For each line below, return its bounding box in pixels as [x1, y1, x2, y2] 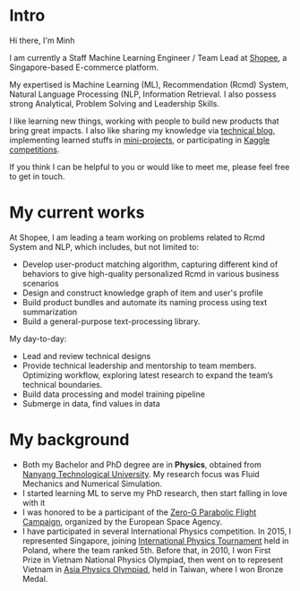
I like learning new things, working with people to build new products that [9, 116, 279, 126]
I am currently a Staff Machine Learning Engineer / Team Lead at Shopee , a [9, 52, 287, 63]
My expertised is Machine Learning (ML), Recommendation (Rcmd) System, [9, 79, 289, 90]
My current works [9, 202, 145, 223]
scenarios [21, 278, 60, 288]
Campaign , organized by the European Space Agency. [21, 516, 223, 527]
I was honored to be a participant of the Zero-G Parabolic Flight [21, 507, 257, 518]
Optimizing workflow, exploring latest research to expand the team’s [21, 369, 273, 381]
